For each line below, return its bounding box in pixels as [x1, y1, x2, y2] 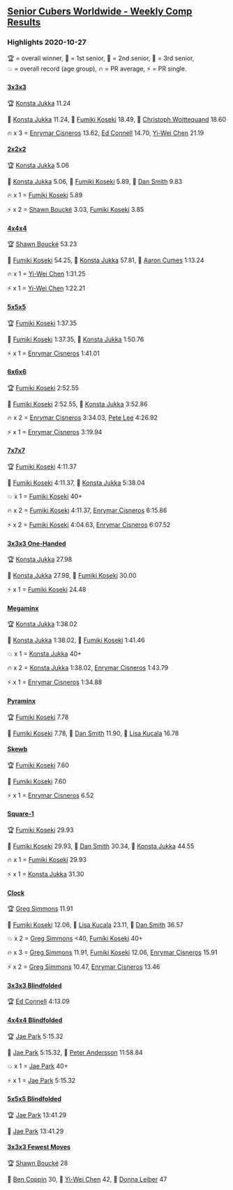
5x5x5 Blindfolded [7, 1095, 61, 1103]
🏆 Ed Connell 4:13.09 [7, 997, 70, 1006]
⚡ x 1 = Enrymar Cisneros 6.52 [7, 791, 94, 800]
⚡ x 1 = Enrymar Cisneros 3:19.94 [7, 427, 103, 436]
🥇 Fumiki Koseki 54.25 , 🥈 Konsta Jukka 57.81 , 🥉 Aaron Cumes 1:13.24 [7, 256, 204, 264]
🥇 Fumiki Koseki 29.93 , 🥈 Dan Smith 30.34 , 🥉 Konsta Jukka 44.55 [7, 842, 195, 850]
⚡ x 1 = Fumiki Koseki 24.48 [7, 586, 87, 594]
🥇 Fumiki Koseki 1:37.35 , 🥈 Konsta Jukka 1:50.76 [7, 335, 144, 343]
